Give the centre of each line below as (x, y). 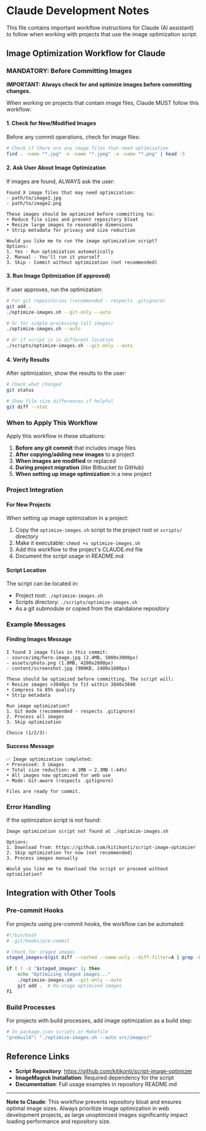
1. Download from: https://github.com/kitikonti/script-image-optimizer (101, 848)
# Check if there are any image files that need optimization (87, 148)
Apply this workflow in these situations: (56, 436)
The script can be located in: (43, 584)
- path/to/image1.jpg (34, 198)
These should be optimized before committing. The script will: (90, 679)
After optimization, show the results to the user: (67, 373)
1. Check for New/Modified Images (51, 123)
